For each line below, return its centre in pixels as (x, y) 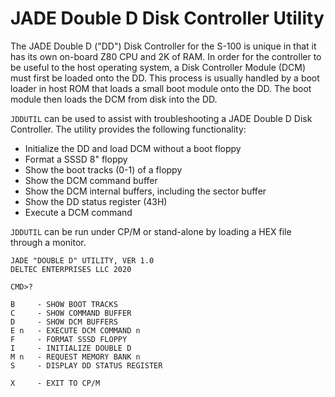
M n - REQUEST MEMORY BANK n (75, 357)
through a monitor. (48, 242)
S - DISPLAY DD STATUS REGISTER (86, 365)
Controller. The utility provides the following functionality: (128, 129)
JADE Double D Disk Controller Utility (167, 18)
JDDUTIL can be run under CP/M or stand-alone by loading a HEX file (151, 231)
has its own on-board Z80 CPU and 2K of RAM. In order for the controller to (166, 56)
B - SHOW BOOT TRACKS (64, 304)
